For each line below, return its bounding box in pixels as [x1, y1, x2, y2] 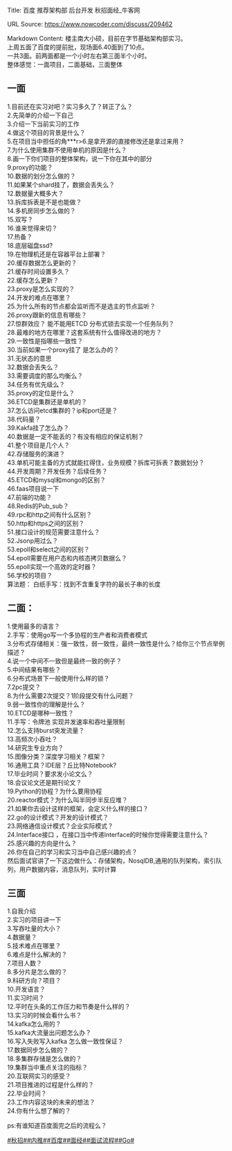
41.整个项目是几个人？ [7, 440, 71, 449]
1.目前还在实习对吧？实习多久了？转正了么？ [7, 102, 133, 110]
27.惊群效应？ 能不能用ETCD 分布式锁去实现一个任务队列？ [7, 319, 175, 328]
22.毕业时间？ [7, 1089, 47, 1098]
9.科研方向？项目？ [7, 977, 62, 985]
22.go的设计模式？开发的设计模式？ [7, 813, 109, 821]
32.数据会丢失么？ [7, 363, 60, 371]
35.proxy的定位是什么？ [7, 388, 75, 397]
